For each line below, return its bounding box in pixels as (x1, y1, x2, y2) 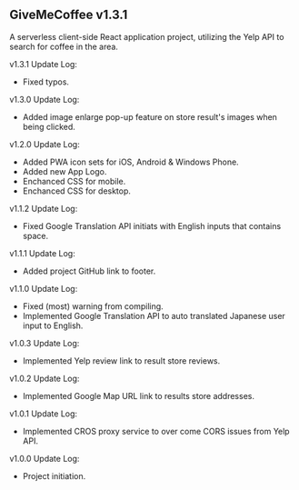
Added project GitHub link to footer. (22, 265, 156, 276)
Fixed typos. (22, 76, 70, 87)
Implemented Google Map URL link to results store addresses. (22, 390, 254, 401)
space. (22, 230, 48, 241)
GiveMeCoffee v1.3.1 (9, 7, 128, 23)
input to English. (22, 320, 84, 331)
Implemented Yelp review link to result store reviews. (22, 355, 221, 366)
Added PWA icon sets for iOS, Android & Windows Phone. (22, 156, 239, 167)
